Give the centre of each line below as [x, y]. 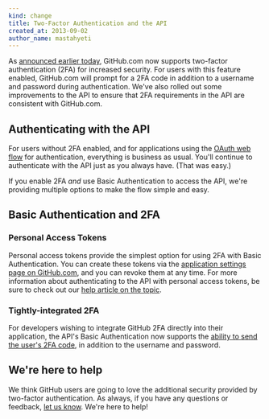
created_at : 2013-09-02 [48, 31]
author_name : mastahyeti [50, 38]
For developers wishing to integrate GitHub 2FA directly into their [116, 328]
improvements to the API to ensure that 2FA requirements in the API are [127, 95]
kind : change [30, 16]
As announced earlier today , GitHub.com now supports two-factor [118, 61]
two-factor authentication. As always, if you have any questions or [118, 398]
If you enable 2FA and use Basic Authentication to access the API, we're [128, 181]
